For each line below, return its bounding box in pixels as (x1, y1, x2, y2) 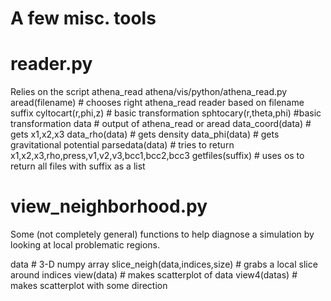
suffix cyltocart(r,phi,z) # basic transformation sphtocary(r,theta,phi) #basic (10, 107, 322, 119)
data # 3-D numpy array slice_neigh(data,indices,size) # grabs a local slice (10, 258, 318, 271)
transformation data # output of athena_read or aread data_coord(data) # (10, 118, 312, 130)
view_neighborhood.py (10, 195, 208, 218)
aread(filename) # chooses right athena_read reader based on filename (10, 97, 305, 109)
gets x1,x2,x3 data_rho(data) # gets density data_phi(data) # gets (10, 128, 280, 141)
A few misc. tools (10, 7, 157, 30)
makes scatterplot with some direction (10, 280, 168, 292)
